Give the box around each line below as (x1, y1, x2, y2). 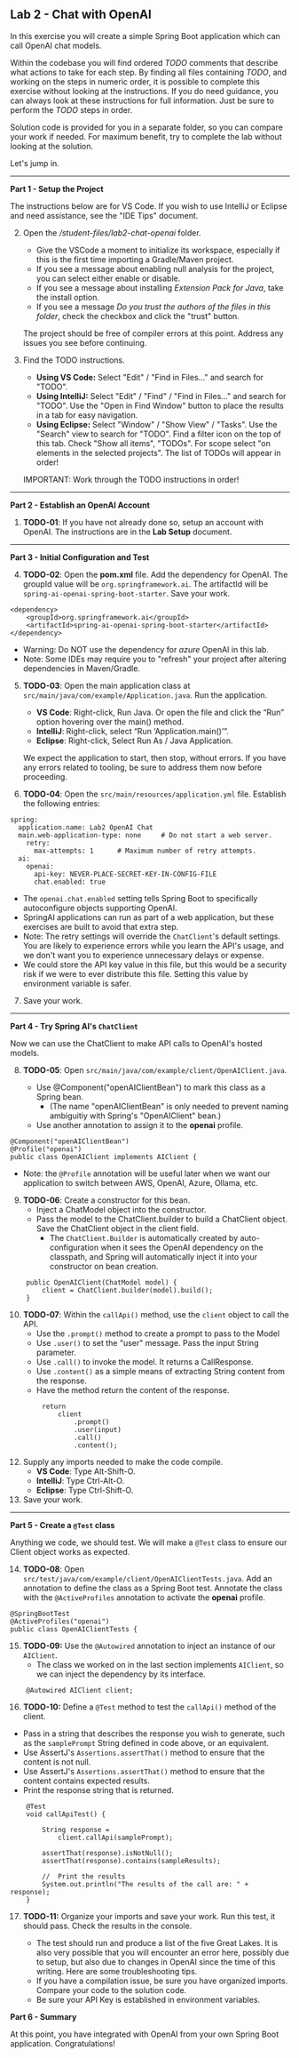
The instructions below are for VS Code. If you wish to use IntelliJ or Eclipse (10, 200, 287, 212)
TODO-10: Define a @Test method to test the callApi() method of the (22, 1702, 277, 1712)
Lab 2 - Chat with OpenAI (10, 7, 152, 22)
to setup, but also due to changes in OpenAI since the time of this (35, 1956, 276, 1967)
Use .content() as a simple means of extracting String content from (35, 1365, 286, 1376)
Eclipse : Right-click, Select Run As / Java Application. (35, 735, 233, 746)
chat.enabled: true (33, 877, 106, 886)
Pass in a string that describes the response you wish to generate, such (22, 1728, 286, 1739)
